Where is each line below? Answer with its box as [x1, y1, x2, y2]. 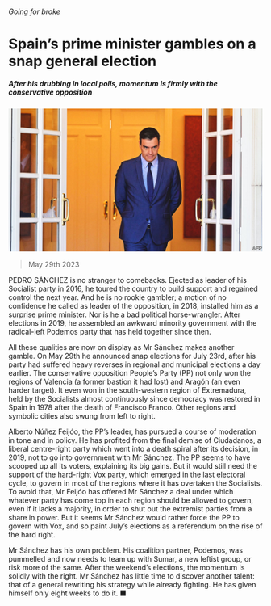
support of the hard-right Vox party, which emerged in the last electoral [8, 469, 246, 480]
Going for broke [8, 6, 60, 16]
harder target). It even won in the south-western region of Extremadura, [8, 385, 247, 395]
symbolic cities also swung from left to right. [8, 411, 156, 421]
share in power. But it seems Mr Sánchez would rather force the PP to [8, 513, 240, 523]
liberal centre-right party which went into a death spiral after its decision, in [8, 444, 259, 454]
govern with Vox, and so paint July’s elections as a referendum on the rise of [8, 521, 263, 531]
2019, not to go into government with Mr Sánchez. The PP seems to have [8, 452, 251, 462]
